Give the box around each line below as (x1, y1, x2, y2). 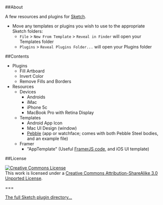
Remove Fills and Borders (19, 78, 72, 84)
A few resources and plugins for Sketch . (5, 14, 86, 19)
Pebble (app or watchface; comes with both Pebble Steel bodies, (27, 131, 159, 136)
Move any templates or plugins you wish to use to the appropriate (12, 23, 145, 29)
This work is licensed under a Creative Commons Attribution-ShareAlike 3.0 (5, 170, 158, 176)
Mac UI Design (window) (27, 125, 77, 131)
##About (5, 4, 23, 10)
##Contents (5, 53, 29, 59)
